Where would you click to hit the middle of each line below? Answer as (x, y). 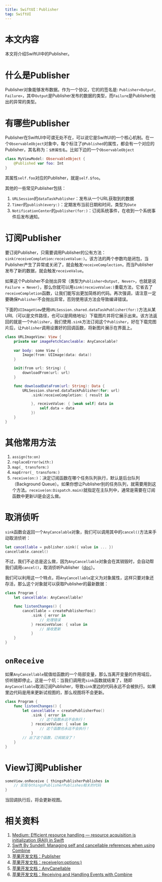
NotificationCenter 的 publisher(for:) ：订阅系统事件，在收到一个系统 (82, 210)
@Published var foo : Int (39, 164)
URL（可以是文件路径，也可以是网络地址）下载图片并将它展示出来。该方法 (79, 316)
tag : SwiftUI (18, 14)
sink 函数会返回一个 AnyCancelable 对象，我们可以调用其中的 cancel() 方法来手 (81, 532)
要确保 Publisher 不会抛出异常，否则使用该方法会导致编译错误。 (68, 299)
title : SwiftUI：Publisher (32, 9)
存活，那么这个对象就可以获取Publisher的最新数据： (57, 584)
